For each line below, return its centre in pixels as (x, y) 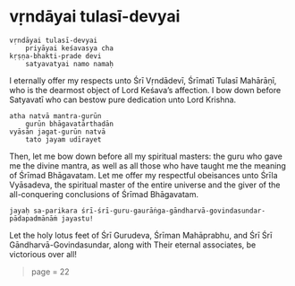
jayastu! (77, 218)
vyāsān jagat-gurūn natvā (57, 132)
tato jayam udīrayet (63, 139)
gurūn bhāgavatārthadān (70, 124)
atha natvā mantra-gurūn (55, 116)
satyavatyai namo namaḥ (70, 64)
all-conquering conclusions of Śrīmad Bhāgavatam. (104, 194)
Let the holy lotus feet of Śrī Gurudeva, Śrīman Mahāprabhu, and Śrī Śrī (141, 235)
